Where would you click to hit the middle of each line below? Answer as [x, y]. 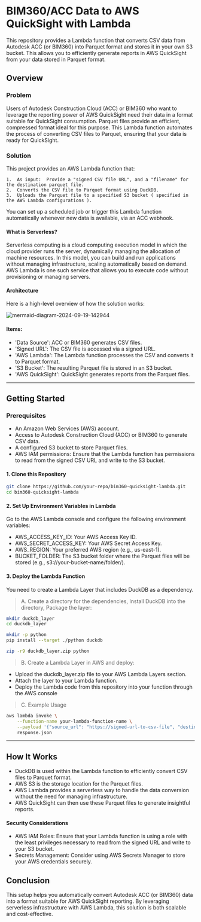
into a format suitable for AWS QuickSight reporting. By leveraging [88, 901]
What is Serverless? [32, 232]
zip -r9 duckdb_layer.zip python [48, 651]
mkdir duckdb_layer [31, 618]
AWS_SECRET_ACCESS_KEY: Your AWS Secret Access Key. [89, 543]
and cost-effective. [30, 914]
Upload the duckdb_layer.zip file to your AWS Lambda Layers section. [101, 674]
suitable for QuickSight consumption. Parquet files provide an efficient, [93, 121]
